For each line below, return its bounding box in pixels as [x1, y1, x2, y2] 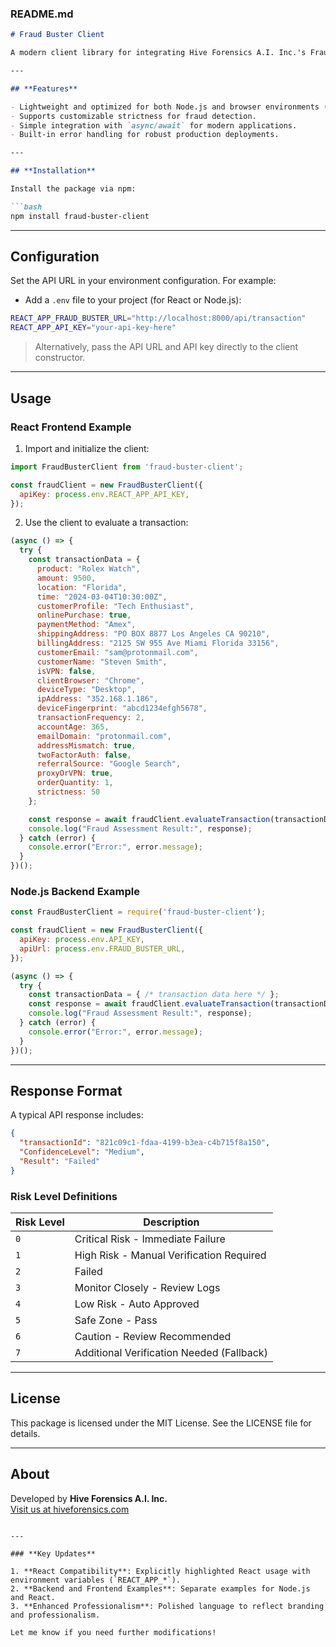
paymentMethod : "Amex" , [36, 620, 137, 630]
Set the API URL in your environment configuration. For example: [10, 275, 277, 287]
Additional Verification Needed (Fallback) [74, 1346, 268, 1360]
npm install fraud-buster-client [10, 211, 150, 221]
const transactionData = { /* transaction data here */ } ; [28, 990, 280, 1000]
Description [143, 1215, 200, 1229]
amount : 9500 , [36, 573, 97, 583]
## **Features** [10, 83, 78, 94]
